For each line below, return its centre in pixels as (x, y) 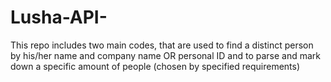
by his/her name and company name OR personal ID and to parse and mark (165, 55)
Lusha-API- (59, 17)
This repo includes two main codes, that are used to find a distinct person (162, 45)
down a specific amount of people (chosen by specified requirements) (155, 66)
